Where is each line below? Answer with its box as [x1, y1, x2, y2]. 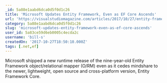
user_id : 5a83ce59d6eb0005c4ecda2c [5, 30, 79, 35]
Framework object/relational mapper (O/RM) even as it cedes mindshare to [5, 63, 158, 69]
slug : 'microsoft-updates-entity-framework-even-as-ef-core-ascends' [5, 26, 153, 31]
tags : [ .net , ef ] [5, 44, 39, 49]
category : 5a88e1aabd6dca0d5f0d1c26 [5, 21, 81, 26]
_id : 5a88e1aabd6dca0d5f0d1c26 [5, 7, 70, 12]
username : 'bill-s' [5, 35, 46, 40]
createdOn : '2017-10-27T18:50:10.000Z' [5, 40, 88, 44]
